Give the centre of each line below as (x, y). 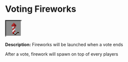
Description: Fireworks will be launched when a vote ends (64, 44)
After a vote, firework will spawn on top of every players (62, 54)
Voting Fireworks (41, 9)
